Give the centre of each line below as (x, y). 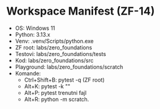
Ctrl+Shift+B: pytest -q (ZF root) (64, 80)
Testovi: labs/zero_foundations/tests (61, 54)
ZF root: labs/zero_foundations (54, 47)
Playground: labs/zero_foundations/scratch (69, 67)
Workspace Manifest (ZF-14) (81, 11)
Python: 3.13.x (33, 34)
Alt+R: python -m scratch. (57, 99)
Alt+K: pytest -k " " (47, 86)
